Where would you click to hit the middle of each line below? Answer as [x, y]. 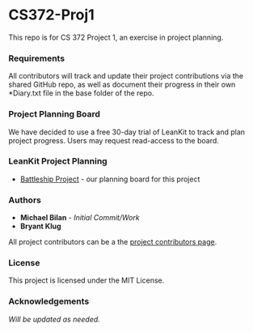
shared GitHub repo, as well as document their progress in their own [122, 85]
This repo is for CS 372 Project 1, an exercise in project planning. [116, 37]
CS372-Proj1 [51, 15]
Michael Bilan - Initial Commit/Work [80, 218]
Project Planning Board [55, 114]
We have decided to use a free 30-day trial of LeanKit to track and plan [126, 132]
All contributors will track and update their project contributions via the [126, 76]
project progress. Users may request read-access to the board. [114, 140]
